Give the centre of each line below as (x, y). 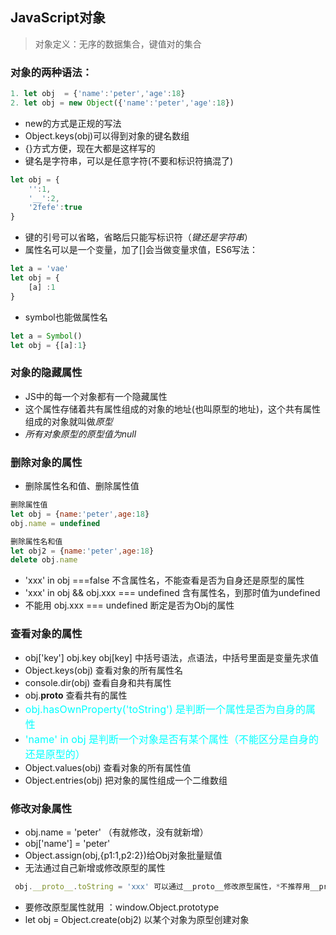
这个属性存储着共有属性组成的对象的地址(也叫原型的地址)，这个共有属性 (173, 409)
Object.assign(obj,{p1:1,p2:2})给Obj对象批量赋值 (123, 855)
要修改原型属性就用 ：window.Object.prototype (122, 907)
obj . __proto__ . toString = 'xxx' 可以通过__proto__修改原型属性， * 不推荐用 (162, 886)
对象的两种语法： (51, 72)
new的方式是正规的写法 (73, 123)
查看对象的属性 (46, 634)
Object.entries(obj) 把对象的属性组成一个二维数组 (126, 780)
